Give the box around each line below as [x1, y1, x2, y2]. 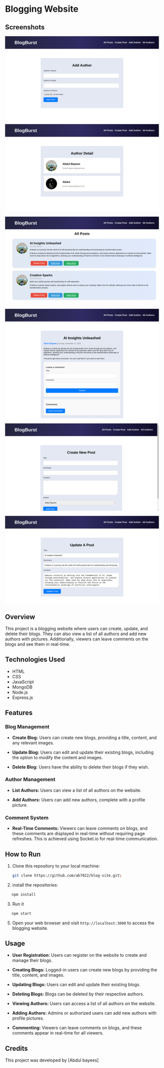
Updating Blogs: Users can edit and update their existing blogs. [12, 982, 141, 988]
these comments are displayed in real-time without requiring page [12, 831, 145, 837]
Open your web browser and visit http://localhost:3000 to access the [12, 920, 155, 926]
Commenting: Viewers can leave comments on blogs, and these [12, 1025, 142, 1031]
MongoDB [12, 684, 33, 690]
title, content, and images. [12, 972, 65, 978]
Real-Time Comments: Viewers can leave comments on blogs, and [12, 825, 148, 831]
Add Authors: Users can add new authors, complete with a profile [12, 796, 145, 802]
